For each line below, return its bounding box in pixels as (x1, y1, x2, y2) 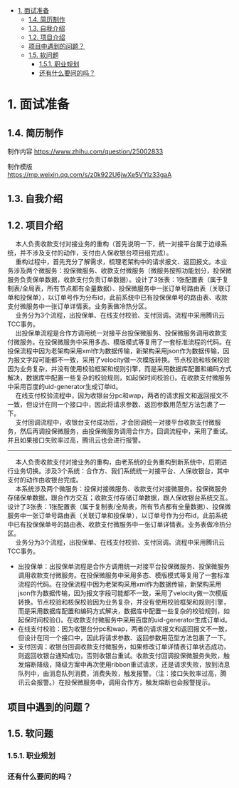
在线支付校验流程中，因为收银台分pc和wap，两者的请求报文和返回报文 (15, 391, 223, 400)
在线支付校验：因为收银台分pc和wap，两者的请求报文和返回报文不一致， (17, 625, 231, 633)
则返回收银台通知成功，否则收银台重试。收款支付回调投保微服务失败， (17, 652, 224, 660)
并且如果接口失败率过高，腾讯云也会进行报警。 (7, 436, 144, 445)
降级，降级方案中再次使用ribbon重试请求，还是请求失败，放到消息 (36, 660, 230, 669)
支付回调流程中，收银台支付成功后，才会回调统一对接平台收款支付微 (15, 418, 215, 427)
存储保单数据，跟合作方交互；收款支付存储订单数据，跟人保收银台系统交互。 (7, 493, 232, 502)
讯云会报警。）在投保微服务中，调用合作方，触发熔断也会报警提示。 (17, 678, 215, 687)
